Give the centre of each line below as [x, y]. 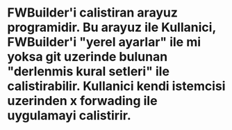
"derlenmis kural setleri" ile [89, 72]
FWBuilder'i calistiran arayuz [93, 13]
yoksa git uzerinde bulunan [88, 57]
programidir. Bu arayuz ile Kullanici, [112, 27]
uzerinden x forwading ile [82, 101]
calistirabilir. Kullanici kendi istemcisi [116, 86]
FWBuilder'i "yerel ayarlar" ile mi [104, 42]
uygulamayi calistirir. [69, 116]
